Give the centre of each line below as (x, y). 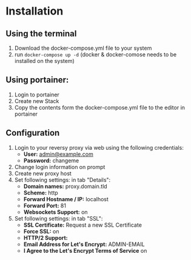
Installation (35, 11)
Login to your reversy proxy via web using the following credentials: (99, 147)
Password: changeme (51, 160)
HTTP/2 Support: (45, 238)
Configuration (33, 133)
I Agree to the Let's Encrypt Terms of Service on (85, 250)
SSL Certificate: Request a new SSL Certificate (82, 225)
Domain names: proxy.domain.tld (65, 186)
